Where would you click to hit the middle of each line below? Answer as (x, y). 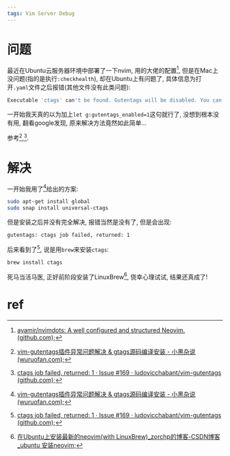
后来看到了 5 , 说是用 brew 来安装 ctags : (58, 249)
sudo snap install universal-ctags (58, 208)
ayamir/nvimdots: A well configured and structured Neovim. (101, 330)
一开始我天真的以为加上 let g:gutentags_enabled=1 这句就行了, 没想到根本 (110, 115)
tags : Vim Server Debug (41, 13)
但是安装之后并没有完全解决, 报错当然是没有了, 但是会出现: (89, 222)
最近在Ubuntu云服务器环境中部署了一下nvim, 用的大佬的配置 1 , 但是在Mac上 (113, 69)
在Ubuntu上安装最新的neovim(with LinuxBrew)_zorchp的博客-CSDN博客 (118, 437)
